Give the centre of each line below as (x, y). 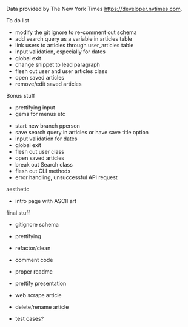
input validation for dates (46, 139)
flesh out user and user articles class (61, 71)
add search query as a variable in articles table (73, 39)
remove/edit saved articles (48, 84)
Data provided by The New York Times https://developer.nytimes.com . (94, 9)
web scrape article (38, 295)
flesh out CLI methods (43, 171)
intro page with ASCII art (46, 201)
